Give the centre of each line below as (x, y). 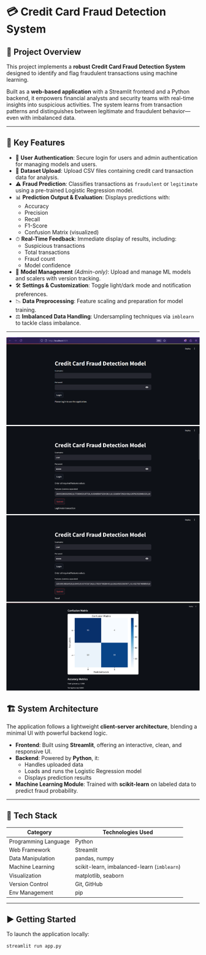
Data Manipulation (32, 858)
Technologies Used (128, 832)
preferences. (31, 294)
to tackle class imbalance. (48, 323)
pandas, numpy (95, 858)
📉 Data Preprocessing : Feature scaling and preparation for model (99, 301)
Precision (36, 212)
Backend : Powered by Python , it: (57, 758)
